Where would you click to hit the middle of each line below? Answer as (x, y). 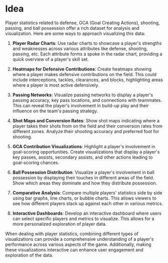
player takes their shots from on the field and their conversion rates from (88, 126)
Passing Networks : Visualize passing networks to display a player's (83, 95)
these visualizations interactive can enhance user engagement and (74, 249)
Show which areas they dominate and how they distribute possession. (85, 183)
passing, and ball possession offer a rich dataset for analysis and (72, 28)
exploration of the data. (29, 255)
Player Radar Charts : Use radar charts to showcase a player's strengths (87, 43)
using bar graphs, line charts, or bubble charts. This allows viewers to (85, 198)
